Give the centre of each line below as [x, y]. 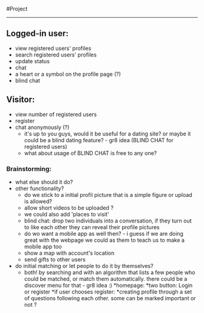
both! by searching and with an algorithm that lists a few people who [110, 272]
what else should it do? [44, 182]
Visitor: [21, 100]
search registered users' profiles [56, 55]
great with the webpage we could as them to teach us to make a [104, 240]
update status [32, 61]
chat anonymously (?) [42, 127]
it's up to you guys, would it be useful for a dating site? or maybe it [107, 134]
